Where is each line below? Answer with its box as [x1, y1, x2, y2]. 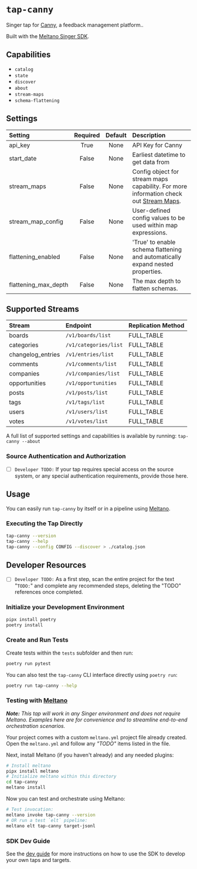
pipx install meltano [6, 768, 59, 774]
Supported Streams [6, 304, 79, 314]
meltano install [6, 784, 46, 791]
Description [132, 131, 166, 139]
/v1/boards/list [65, 332, 111, 339]
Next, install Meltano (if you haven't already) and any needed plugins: [6, 751, 174, 759]
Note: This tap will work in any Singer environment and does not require [6, 710, 181, 717]
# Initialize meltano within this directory [6, 774, 117, 780]
